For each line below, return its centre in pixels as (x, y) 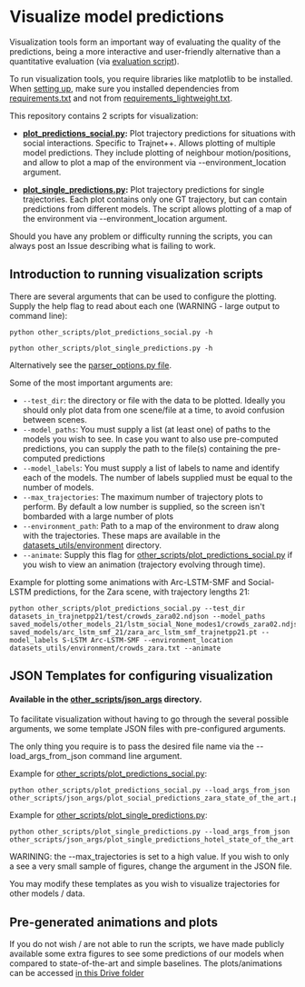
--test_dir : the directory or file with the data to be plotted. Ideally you (154, 400)
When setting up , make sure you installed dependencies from (124, 88)
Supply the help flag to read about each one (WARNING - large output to (144, 305)
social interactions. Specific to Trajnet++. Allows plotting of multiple (149, 143)
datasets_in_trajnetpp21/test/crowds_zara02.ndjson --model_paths (138, 616)
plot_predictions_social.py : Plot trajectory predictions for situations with (159, 133)
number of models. (58, 487)
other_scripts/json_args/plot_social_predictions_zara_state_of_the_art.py (156, 798)
